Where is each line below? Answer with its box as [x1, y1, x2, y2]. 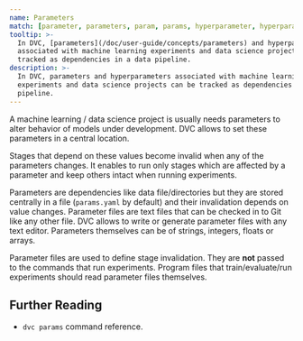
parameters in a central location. [9, 133, 130, 143]
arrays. [9, 235, 36, 245]
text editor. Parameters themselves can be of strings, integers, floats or [9, 225, 274, 235]
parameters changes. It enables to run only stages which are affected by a [9, 160, 286, 170]
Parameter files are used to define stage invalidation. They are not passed [9, 252, 285, 263]
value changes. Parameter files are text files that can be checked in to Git [9, 206, 282, 217]
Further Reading [9, 297, 103, 312]
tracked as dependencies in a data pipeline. [17, 55, 192, 64]
